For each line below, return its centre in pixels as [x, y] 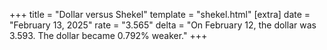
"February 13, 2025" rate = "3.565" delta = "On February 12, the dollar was [163, 25]
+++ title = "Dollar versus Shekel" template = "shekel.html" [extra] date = [160, 14]
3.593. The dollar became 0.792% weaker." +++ [108, 35]
